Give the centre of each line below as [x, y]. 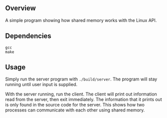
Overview [21, 8]
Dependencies [28, 36]
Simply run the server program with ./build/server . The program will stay [81, 79]
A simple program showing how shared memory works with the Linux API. [81, 20]
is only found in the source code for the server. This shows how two [75, 105]
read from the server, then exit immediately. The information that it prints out [83, 99]
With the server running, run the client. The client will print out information [81, 94]
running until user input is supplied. [41, 84]
